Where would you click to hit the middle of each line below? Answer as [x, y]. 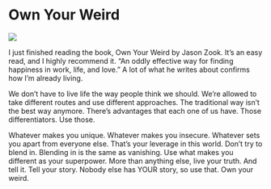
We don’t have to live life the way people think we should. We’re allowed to [133, 94]
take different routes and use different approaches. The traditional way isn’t [134, 102]
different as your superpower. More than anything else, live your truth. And [133, 161]
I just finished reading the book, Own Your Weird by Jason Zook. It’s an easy [135, 52]
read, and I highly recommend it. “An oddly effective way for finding [121, 61]
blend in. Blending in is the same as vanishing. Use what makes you [121, 152]
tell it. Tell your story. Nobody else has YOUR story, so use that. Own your [131, 169]
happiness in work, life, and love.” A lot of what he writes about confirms [129, 69]
